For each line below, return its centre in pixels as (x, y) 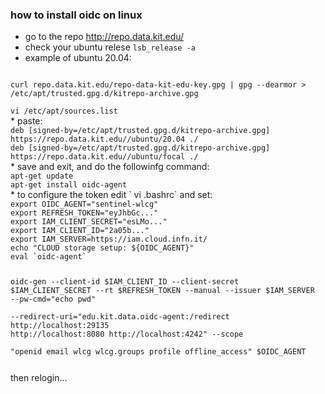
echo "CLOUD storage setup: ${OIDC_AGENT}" (102, 248)
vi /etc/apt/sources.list (64, 111)
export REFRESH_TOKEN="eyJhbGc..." (84, 213)
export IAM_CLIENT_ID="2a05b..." (80, 231)
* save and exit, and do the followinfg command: (110, 167)
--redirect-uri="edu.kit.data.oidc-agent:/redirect (120, 317)
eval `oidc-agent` (48, 257)
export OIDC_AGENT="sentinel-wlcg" (84, 204)
